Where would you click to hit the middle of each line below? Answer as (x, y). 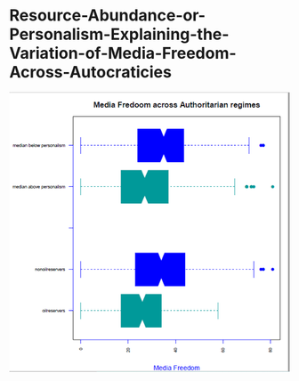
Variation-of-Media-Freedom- (123, 53)
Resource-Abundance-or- (108, 16)
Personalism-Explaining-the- (119, 34)
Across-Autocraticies (90, 73)
